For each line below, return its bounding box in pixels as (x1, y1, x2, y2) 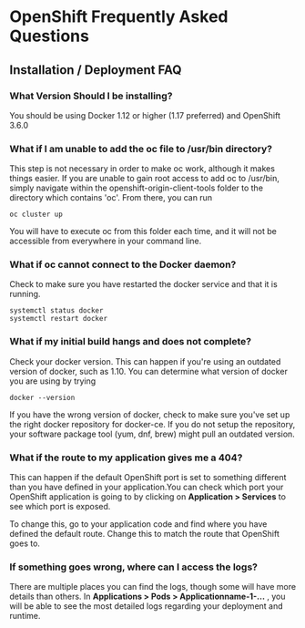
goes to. (9, 538, 41, 549)
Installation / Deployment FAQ (9, 62, 182, 77)
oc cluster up (9, 210, 64, 220)
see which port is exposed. (9, 501, 111, 512)
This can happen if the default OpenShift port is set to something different (9, 472, 287, 483)
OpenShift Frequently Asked (9, 6, 229, 27)
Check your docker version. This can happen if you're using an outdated (9, 355, 281, 366)
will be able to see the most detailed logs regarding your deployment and (9, 601, 284, 612)
